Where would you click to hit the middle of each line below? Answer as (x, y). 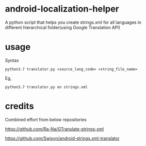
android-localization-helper (62, 9)
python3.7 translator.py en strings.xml (47, 87)
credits (19, 106)
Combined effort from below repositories (46, 119)
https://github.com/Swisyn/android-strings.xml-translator (62, 138)
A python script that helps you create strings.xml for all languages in (73, 22)
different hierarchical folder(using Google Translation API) (63, 27)
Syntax (12, 60)
